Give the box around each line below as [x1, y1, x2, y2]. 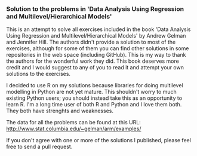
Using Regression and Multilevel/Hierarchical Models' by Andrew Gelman [6, 32, 186, 39]
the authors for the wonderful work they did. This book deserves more [6, 57, 179, 65]
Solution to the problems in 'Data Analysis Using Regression [6, 5, 184, 13]
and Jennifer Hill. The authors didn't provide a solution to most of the [6, 38, 176, 46]
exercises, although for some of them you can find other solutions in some [6, 45, 189, 52]
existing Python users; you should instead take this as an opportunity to [6, 94, 183, 102]
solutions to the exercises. [6, 71, 70, 78]
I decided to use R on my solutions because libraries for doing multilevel [6, 82, 183, 89]
